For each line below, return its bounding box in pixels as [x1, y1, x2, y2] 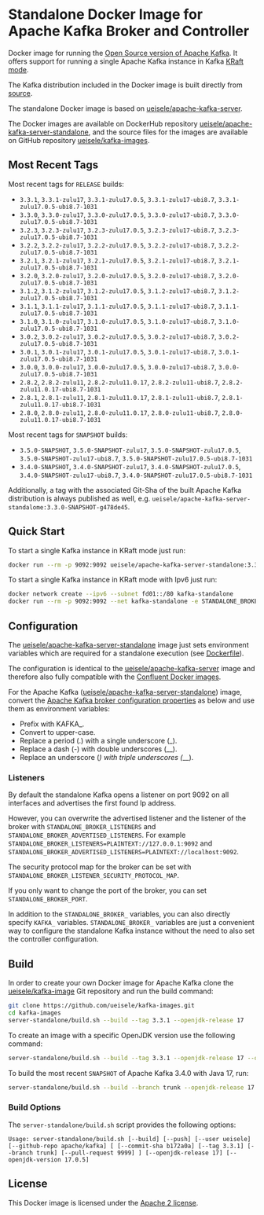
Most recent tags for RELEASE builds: [8, 179, 124, 189]
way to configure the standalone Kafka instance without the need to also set [8, 926, 255, 936]
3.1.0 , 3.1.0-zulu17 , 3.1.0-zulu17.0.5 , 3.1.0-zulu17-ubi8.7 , [19, 316, 218, 325]
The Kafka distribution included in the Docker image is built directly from [8, 80, 244, 90]
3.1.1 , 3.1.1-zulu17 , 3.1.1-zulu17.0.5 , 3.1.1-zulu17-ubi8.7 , [19, 301, 218, 310]
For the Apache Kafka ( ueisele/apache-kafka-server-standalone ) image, [8, 688, 242, 696]
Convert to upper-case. [19, 728, 96, 736]
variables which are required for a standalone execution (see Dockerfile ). [8, 648, 244, 658]
